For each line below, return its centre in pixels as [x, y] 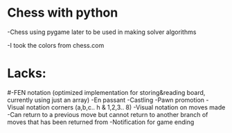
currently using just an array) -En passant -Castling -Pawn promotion [106, 100]
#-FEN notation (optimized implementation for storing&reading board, [106, 92]
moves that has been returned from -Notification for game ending [101, 122]
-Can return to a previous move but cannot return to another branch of [108, 114]
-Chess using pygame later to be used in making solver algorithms [102, 32]
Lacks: [27, 73]
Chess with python [63, 13]
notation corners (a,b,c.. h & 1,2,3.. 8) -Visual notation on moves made [126, 107]
